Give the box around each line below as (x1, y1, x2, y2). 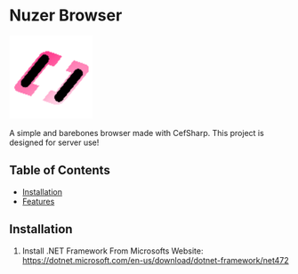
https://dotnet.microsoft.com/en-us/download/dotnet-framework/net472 (21, 254, 289, 265)
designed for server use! (9, 137, 100, 148)
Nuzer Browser (9, 5, 123, 26)
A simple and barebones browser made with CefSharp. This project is (9, 127, 264, 138)
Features (21, 196, 55, 206)
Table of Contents (9, 163, 111, 178)
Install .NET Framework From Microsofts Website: (21, 246, 204, 256)
